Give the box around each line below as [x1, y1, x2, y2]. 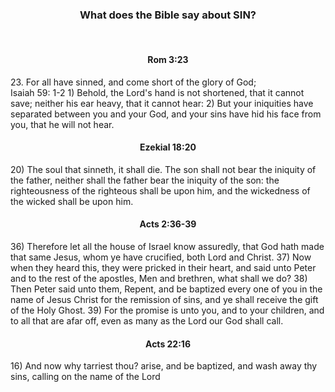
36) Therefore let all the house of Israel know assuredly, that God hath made [10, 240, 325, 252]
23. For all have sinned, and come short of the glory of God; [10, 76, 257, 88]
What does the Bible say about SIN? [79, 8, 257, 22]
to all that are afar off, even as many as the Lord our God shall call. [10, 314, 284, 327]
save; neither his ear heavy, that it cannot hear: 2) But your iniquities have [10, 97, 314, 109]
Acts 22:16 [145, 338, 191, 350]
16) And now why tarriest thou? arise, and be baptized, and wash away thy [10, 360, 318, 372]
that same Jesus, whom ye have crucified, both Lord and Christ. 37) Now [10, 251, 312, 263]
